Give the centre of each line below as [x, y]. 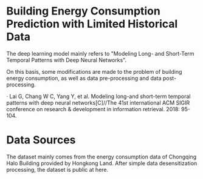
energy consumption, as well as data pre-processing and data [84, 78]
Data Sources [41, 140]
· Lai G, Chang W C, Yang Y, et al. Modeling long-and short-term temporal [98, 96]
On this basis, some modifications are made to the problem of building [94, 71]
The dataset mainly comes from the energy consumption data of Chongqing [101, 157]
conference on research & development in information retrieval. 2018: [93, 109]
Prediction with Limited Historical [92, 24]
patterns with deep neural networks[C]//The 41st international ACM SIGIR [98, 103]
